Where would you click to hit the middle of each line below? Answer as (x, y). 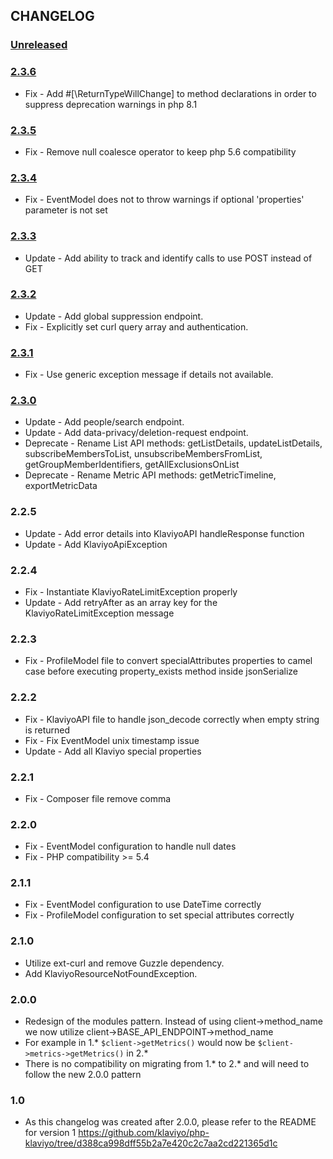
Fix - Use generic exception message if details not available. (149, 375)
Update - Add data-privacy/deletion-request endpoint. (136, 433)
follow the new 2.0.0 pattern (83, 1075)
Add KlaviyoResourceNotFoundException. (111, 973)
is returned (47, 730)
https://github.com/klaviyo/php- (144, 1133)
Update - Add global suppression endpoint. (114, 316)
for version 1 (50, 1133)
